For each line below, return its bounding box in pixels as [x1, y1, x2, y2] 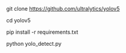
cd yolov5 [6, 17, 31, 23]
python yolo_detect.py [6, 40, 62, 47]
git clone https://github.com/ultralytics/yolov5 [6, 5, 120, 12]
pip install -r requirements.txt [6, 28, 78, 36]
